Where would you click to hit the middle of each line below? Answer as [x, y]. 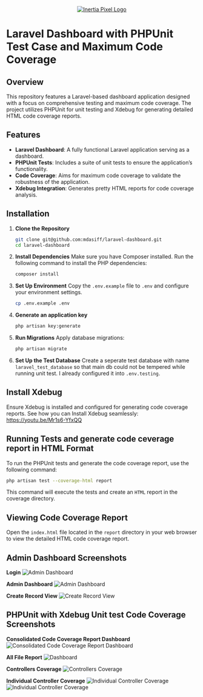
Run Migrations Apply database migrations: [70, 338]
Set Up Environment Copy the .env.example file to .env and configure [102, 286]
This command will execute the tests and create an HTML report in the [92, 492]
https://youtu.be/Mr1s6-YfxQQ [44, 420]
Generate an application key [51, 315]
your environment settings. [49, 292]
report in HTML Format [50, 449]
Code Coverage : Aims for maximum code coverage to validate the [98, 175]
